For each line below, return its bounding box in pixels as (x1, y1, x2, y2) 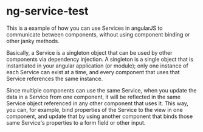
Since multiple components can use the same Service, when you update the (6, 86, 197, 94)
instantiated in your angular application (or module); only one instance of (6, 62, 188, 69)
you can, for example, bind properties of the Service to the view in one (6, 106, 184, 113)
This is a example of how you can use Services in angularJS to (6, 24, 163, 32)
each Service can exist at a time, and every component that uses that (6, 68, 181, 75)
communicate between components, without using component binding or (6, 30, 190, 38)
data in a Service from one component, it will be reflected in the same (6, 93, 181, 100)
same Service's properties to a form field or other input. (6, 119, 146, 126)
